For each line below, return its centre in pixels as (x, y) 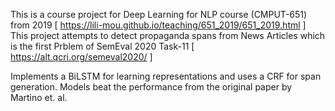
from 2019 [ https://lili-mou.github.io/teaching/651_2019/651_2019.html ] (158, 25)
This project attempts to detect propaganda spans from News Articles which (168, 35)
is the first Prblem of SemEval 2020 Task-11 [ (102, 46)
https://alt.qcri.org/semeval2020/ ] (81, 57)
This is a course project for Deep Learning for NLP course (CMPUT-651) (159, 14)
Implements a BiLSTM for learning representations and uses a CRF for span (166, 76)
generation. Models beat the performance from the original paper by (151, 87)
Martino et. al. (39, 97)
